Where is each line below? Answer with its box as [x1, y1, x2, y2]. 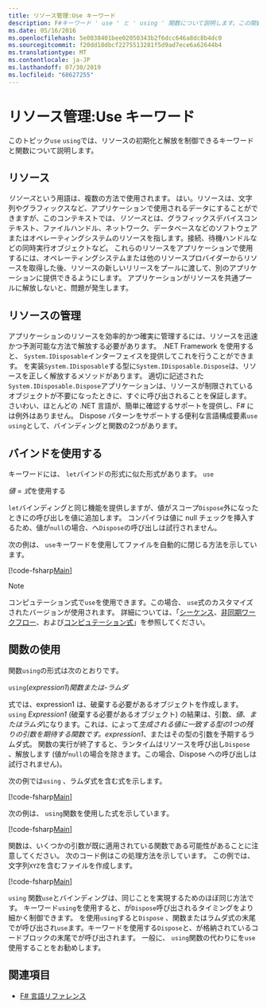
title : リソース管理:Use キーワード [8, 11, 117, 20]
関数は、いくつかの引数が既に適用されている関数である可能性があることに [8, 841, 252, 850]
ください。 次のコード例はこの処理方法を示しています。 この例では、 [29, 850, 255, 860]
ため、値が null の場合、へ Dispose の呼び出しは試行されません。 [14, 523, 222, 532]
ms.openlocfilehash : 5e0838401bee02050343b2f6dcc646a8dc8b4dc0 [8, 33, 222, 42]
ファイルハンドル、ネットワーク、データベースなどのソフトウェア [42, 224, 258, 233]
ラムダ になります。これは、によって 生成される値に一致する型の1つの [21, 719, 246, 729]
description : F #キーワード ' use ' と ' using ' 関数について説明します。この [8, 19, 250, 27]
